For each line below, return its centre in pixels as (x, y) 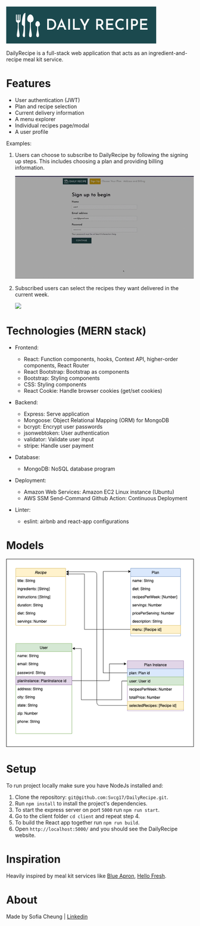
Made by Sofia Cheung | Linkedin (47, 916)
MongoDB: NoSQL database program (69, 469)
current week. (32, 295)
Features (29, 84)
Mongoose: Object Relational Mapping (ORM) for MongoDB (96, 420)
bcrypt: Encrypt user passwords (63, 427)
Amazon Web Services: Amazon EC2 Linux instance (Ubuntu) (99, 492)
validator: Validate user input (59, 439)
